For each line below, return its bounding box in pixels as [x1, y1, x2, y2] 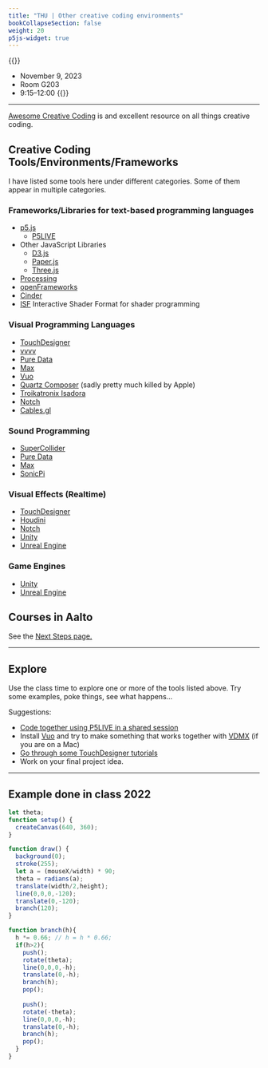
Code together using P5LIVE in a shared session [19, 723, 179, 733]
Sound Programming [8, 425, 90, 436]
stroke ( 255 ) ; [15, 860, 59, 868]
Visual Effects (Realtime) [8, 489, 106, 500]
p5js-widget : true [8, 34, 69, 42]
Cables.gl [19, 405, 52, 415]
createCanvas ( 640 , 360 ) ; [15, 823, 98, 831]
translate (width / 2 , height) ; [15, 882, 109, 890]
